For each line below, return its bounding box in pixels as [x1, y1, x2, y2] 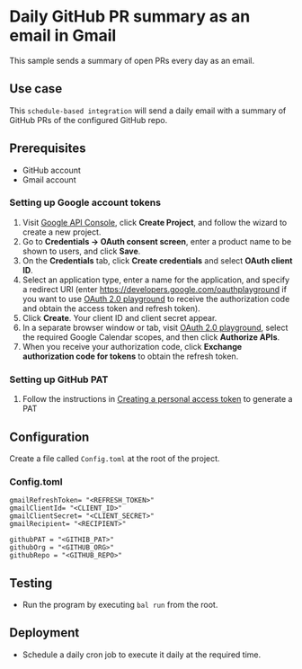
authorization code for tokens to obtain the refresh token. [22, 351, 239, 361]
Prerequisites [9, 141, 86, 156]
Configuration [9, 429, 90, 444]
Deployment [9, 625, 80, 640]
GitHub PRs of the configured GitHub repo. [9, 114, 168, 125]
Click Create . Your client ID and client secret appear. [22, 312, 218, 323]
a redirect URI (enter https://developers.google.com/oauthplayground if [22, 283, 288, 294]
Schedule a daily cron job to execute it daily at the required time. [22, 649, 262, 660]
